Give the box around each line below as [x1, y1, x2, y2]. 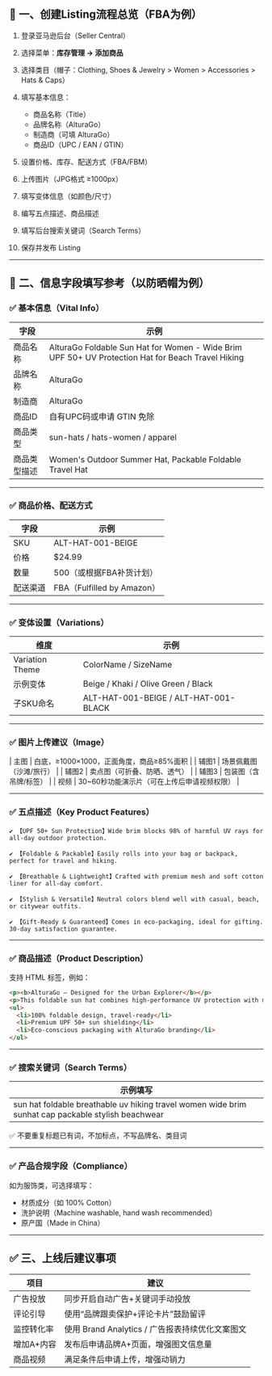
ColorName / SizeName [82, 659, 173, 671]
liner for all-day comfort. [9, 879, 104, 887]
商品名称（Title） [32, 109, 91, 119]
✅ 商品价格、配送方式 [9, 500, 93, 511]
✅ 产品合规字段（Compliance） [9, 1160, 132, 1172]
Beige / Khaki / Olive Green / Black [82, 678, 213, 689]
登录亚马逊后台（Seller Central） [20, 31, 130, 40]
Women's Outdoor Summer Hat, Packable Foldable [48, 453, 241, 465]
